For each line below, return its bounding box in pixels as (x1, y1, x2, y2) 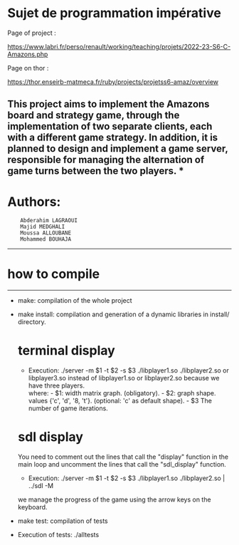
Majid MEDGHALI (20, 223, 65, 231)
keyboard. (17, 503, 48, 512)
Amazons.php (7, 50, 48, 58)
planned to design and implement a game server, (7, 142, 228, 155)
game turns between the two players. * (7, 165, 184, 177)
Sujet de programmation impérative (7, 5, 222, 21)
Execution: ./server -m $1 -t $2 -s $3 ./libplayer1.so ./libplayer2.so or (28, 366, 230, 375)
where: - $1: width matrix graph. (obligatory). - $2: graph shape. (28, 389, 216, 398)
